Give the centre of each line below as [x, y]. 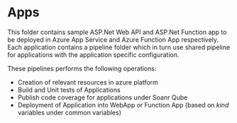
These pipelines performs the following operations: [82, 68]
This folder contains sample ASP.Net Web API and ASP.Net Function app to [117, 32]
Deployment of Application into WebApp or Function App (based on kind [123, 105]
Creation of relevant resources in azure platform [88, 82]
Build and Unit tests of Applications [69, 90]
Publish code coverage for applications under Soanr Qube [103, 97]
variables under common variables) [70, 112]
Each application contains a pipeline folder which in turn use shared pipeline [119, 47]
